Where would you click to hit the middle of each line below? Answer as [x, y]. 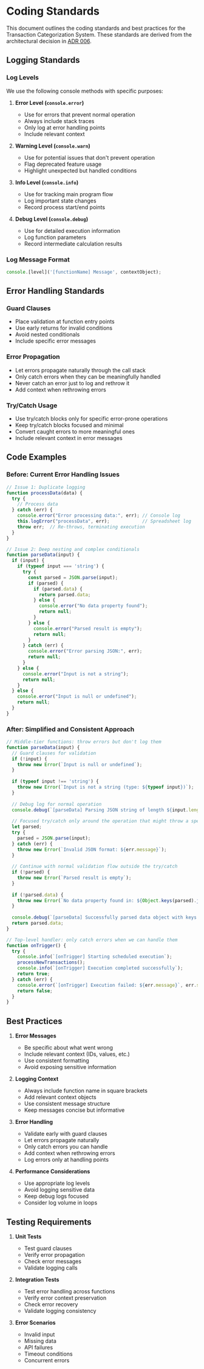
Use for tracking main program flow [69, 194]
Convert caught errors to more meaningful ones [75, 432]
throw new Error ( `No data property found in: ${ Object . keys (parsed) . [107, 900]
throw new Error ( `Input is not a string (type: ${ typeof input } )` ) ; [106, 788]
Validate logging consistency [60, 1310]
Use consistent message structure [67, 1104]
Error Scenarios [35, 1322]
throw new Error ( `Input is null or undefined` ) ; [80, 764]
